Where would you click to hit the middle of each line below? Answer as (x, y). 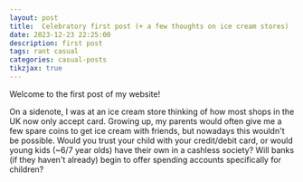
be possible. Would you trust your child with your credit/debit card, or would (151, 140)
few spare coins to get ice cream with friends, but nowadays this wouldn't (147, 130)
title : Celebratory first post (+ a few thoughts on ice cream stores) (149, 26)
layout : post (34, 18)
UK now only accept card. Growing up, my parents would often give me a (146, 121)
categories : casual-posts (58, 60)
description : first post (56, 43)
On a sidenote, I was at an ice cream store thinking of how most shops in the (152, 111)
